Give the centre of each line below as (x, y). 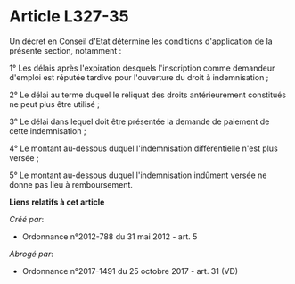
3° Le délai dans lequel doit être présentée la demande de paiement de (139, 121)
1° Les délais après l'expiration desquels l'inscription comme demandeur (142, 68)
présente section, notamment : (66, 50)
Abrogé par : (31, 254)
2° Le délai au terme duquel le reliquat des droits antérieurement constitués (148, 95)
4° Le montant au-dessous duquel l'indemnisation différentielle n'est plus (143, 148)
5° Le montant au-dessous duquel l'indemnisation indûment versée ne (138, 175)
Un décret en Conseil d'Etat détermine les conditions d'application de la (141, 41)
